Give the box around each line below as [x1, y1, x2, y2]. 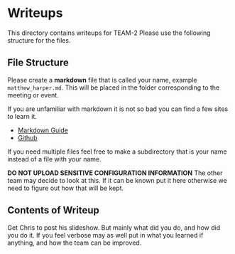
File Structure [7, 57, 69, 69]
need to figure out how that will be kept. [7, 184, 124, 192]
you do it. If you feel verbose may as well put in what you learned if [7, 231, 204, 239]
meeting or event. [7, 90, 59, 99]
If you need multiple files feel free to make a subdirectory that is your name [7, 147, 227, 156]
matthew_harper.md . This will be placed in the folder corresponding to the [7, 83, 220, 92]
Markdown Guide [17, 126, 69, 134]
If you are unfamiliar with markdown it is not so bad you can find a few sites [7, 105, 229, 113]
